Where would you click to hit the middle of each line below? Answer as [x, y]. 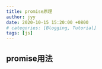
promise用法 [30, 58]
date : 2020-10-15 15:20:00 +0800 [47, 22]
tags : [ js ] [20, 33]
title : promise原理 [29, 11]
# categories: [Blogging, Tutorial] [51, 28]
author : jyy [21, 17]
